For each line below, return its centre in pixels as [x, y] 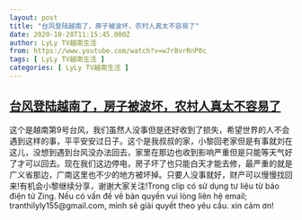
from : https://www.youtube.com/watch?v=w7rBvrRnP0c [108, 51]
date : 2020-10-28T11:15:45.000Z [70, 34]
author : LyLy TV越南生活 [53, 43]
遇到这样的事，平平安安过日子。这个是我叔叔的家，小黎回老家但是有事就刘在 [151, 141]
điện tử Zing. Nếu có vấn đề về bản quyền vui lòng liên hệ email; [128, 196]
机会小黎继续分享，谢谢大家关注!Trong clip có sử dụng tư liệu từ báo [154, 186]
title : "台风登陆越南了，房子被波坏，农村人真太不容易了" [104, 26]
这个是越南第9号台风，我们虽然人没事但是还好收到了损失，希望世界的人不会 [150, 129]
